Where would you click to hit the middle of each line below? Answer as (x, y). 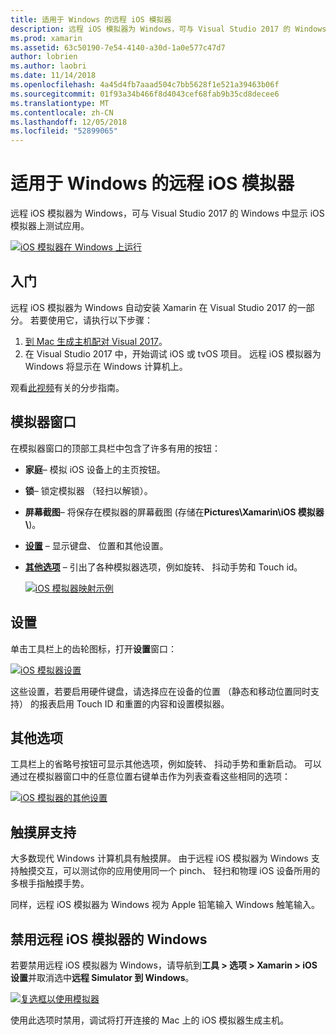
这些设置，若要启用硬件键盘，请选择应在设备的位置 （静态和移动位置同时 (160, 691)
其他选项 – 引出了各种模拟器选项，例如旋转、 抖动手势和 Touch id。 (163, 567)
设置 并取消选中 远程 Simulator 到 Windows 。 (102, 977)
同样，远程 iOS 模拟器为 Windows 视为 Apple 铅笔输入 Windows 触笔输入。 (165, 905)
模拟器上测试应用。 (50, 226)
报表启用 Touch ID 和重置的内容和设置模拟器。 (134, 703)
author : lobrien (44, 57)
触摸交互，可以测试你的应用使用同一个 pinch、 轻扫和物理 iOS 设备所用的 (169, 871)
